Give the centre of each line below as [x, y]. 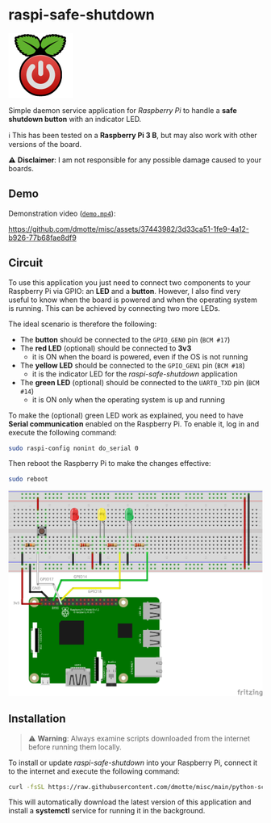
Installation [37, 719]
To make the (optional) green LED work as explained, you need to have [126, 415]
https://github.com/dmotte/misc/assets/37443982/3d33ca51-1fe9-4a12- [129, 229]
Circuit [26, 263]
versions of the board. [45, 144]
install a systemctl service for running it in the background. [107, 811]
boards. [21, 168]
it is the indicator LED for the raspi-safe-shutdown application [135, 374]
